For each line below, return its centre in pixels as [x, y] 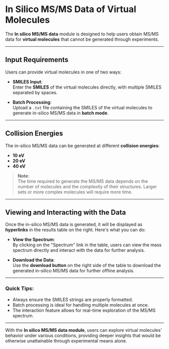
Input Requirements [37, 60]
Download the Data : [33, 260]
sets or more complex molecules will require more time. [75, 192]
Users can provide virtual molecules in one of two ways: [63, 72]
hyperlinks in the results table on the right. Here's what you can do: [75, 230]
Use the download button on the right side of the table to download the [87, 265]
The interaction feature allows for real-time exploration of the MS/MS [84, 310]
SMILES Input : [27, 82]
